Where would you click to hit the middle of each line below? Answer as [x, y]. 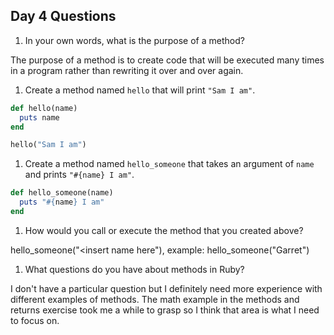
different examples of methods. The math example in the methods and [155, 299]
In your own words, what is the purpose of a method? [134, 40]
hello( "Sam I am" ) [48, 145]
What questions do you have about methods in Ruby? [134, 269]
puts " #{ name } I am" [62, 202]
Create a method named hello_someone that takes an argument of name [169, 164]
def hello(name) [44, 108]
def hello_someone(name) [62, 193]
